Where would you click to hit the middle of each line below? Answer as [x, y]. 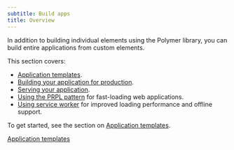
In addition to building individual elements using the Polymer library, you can [117, 40]
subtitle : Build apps [39, 14]
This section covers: [36, 61]
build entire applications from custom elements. [76, 47]
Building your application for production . [76, 82]
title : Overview [31, 20]
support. [30, 112]
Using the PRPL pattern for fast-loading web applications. [101, 97]
